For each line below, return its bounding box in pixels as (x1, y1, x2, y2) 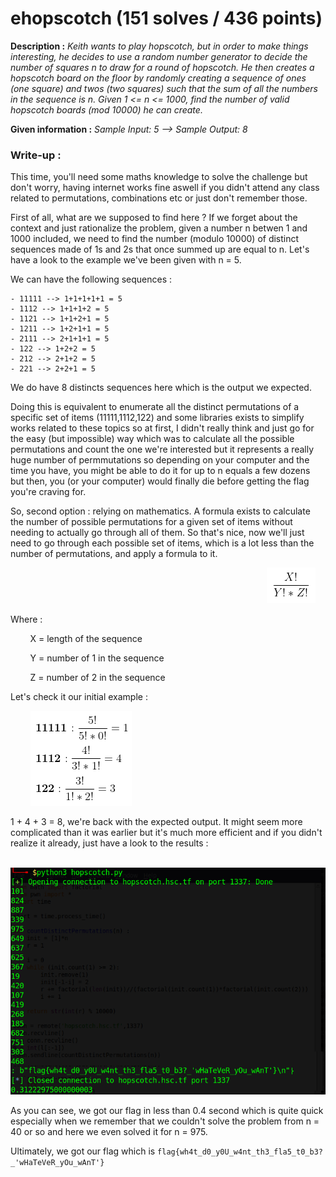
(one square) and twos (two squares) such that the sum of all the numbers (10, 82, 318, 94)
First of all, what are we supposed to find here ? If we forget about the (10, 212, 298, 224)
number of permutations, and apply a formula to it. (10, 548, 218, 560)
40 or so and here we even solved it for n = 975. (10, 1125, 208, 1137)
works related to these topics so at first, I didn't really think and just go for (10, 422, 315, 434)
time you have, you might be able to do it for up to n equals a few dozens (10, 465, 311, 477)
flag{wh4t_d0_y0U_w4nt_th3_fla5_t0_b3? (157, 1147, 323, 1157)
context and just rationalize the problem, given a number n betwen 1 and (10, 222, 308, 234)
